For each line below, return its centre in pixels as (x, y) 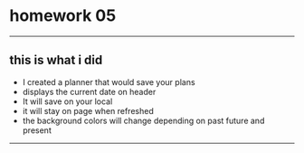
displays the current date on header (89, 91)
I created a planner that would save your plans (109, 81)
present (37, 130)
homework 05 (63, 16)
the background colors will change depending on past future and (143, 120)
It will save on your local (67, 101)
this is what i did (56, 60)
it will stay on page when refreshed (88, 110)
